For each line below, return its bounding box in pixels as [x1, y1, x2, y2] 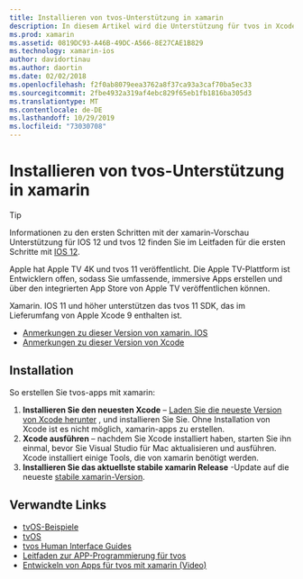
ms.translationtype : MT [9, 96, 99, 106]
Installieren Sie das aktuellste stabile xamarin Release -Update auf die [22, 461, 289, 473]
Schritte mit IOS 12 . [9, 246, 81, 257]
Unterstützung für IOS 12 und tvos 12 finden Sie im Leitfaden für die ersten [9, 236, 286, 248]
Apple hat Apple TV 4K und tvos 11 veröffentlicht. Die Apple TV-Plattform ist [9, 263, 290, 275]
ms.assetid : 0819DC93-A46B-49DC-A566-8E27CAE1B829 [9, 38, 204, 48]
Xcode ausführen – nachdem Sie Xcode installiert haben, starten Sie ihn [22, 433, 291, 444]
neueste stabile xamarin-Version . [22, 471, 146, 482]
